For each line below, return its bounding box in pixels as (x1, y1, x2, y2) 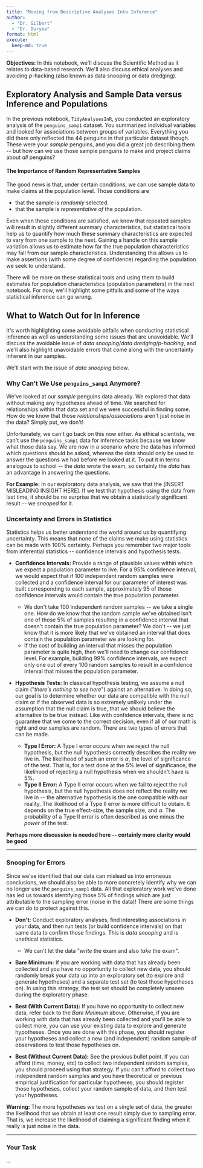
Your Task (6, 1143, 36, 1152)
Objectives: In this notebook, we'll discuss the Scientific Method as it (6, 59, 179, 67)
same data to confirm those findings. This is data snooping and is (14, 929, 179, 936)
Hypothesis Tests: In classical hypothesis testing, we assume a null (14, 680, 184, 687)
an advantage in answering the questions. (6, 469, 111, 476)
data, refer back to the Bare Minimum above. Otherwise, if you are (14, 1009, 180, 1016)
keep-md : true (11, 43, 47, 49)
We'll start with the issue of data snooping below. (6, 364, 129, 371)
